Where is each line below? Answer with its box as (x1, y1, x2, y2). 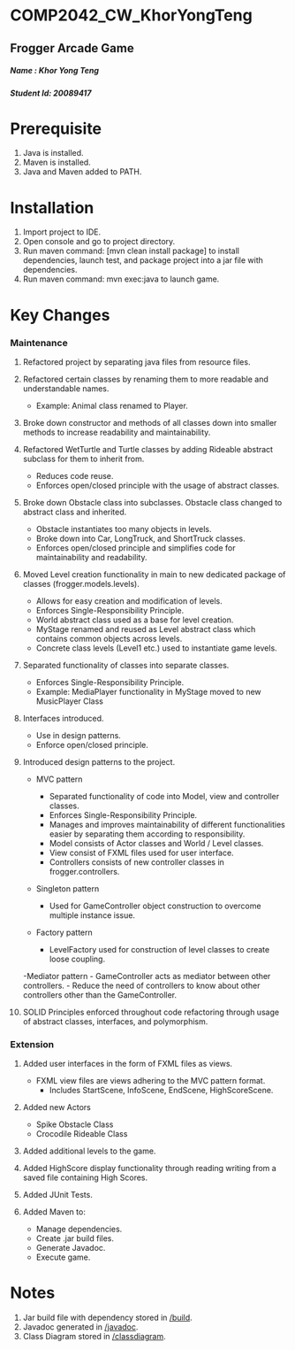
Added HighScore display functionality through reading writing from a (22, 1163, 276, 1174)
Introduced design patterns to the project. (22, 756, 176, 767)
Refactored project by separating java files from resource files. (22, 356, 251, 367)
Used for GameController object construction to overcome (49, 900, 261, 911)
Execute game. (35, 1252, 91, 1262)
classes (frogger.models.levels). (22, 578, 140, 589)
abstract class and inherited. (22, 506, 127, 517)
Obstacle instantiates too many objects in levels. (35, 523, 212, 534)
